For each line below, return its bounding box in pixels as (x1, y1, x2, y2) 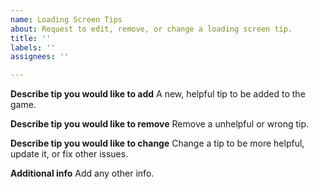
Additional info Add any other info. (10, 167, 155, 180)
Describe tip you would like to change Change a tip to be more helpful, (10, 137, 305, 150)
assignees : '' (10, 52, 70, 62)
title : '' (10, 33, 52, 43)
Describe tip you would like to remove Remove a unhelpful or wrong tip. (10, 118, 309, 130)
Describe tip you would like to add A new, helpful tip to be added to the (10, 88, 306, 100)
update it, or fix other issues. (10, 148, 129, 160)
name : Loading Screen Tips (10, 14, 123, 25)
